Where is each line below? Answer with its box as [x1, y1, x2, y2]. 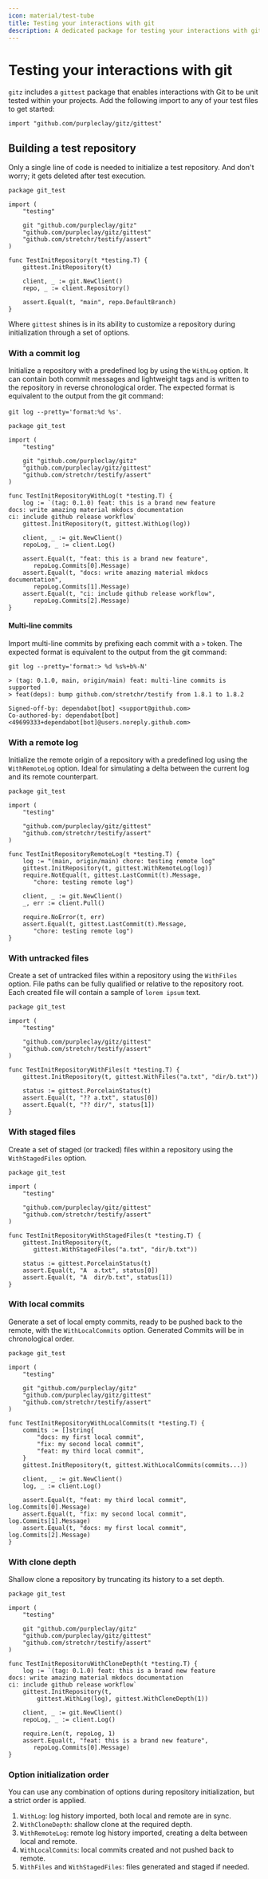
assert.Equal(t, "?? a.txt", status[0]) [22, 1094, 159, 1102]
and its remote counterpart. [8, 771, 98, 781]
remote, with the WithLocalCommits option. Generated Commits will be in [8, 1325, 245, 1334]
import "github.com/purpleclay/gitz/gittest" [8, 120, 162, 128]
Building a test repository [8, 141, 137, 155]
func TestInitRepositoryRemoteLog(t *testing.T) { [8, 850, 180, 858]
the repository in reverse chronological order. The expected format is [8, 383, 235, 392]
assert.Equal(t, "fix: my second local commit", [22, 1510, 187, 1518]
